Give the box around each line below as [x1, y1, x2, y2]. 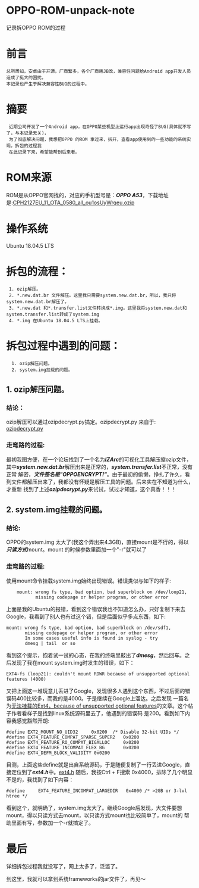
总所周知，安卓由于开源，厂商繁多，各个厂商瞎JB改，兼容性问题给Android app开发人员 [6, 68, 191, 74]
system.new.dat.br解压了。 [6, 298, 70, 304]
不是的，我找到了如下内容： [6, 775, 74, 783]
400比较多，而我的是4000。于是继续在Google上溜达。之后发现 [16, 694, 172, 702]
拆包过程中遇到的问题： [6, 339, 121, 353]
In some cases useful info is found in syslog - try [24, 635, 159, 641]
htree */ [6, 793, 28, 799]
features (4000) [6, 676, 46, 682]
